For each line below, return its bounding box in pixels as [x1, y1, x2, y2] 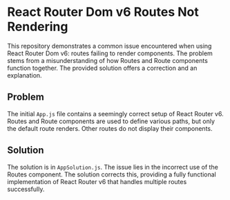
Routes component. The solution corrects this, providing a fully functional [7, 170, 216, 179]
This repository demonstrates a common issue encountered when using [7, 42, 212, 50]
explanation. [7, 71, 43, 80]
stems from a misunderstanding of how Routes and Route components [7, 56, 209, 64]
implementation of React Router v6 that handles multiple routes [7, 177, 187, 185]
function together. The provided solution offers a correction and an [7, 64, 198, 72]
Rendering [7, 19, 68, 35]
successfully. [7, 185, 45, 193]
